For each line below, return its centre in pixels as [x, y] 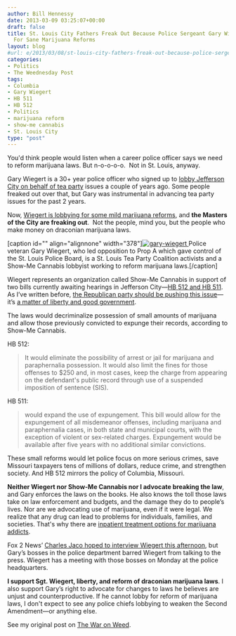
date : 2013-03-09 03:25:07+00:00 [56, 20]
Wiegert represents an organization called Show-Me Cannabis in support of [117, 280]
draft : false [26, 27]
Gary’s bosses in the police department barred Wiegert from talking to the [114, 553]
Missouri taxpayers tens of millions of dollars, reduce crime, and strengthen [117, 466]
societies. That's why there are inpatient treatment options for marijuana [112, 524]
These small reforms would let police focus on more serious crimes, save [113, 458]
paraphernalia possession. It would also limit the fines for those [116, 365]
